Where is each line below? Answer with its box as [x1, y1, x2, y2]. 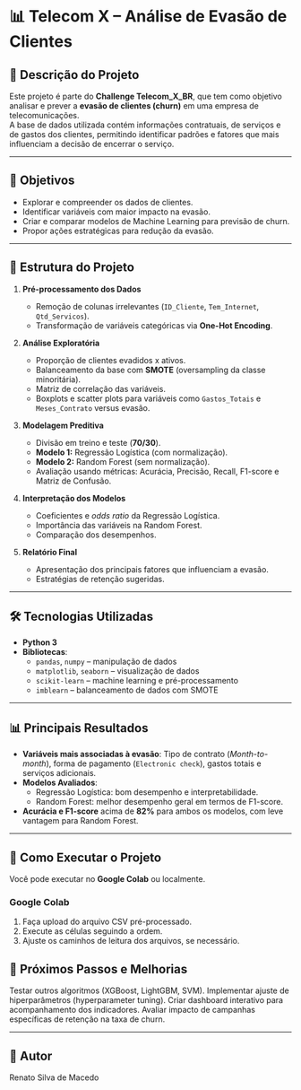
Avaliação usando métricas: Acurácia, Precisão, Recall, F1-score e [35, 466, 279, 476]
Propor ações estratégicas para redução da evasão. [21, 225, 214, 236]
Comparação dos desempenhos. [35, 529, 157, 540]
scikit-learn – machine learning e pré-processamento [35, 676, 239, 686]
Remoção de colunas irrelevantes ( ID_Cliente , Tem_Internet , [35, 301, 260, 311]
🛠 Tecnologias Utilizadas [9, 609, 154, 624]
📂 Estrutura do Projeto [9, 260, 134, 275]
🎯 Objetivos [9, 173, 75, 188]
